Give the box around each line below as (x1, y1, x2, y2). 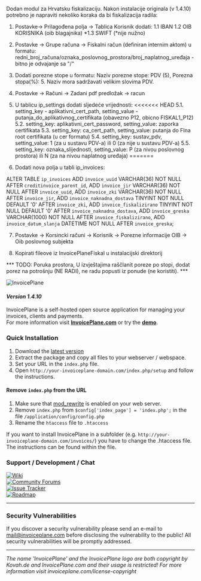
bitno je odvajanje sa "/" (14, 60, 75, 67)
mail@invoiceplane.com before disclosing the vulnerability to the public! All (6, 531, 191, 538)
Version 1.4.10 (6, 293, 42, 300)
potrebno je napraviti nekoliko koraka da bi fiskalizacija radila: (6, 11, 158, 19)
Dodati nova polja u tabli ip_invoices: (14, 164, 105, 171)
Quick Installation (6, 334, 59, 342)
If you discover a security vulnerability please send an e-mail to (6, 525, 163, 532)
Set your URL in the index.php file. (14, 360, 99, 367)
